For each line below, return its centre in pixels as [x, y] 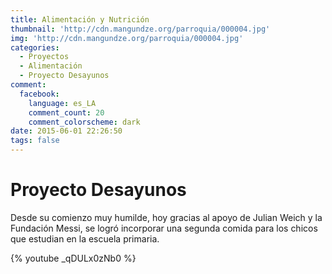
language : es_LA [62, 103]
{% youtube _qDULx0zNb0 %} [73, 258]
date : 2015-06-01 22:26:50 [66, 131]
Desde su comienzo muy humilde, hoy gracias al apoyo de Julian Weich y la [166, 217]
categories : [35, 47]
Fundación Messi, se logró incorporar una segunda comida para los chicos [164, 228]
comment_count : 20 [66, 112]
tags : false [35, 141]
